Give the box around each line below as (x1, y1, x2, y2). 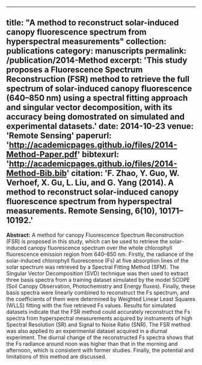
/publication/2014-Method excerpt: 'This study (6, 55, 188, 66)
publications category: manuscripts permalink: (6, 46, 187, 56)
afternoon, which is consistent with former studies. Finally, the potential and (6, 346, 194, 354)
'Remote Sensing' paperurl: (6, 131, 112, 141)
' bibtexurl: (77, 149, 119, 160)
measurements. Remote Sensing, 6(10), (6, 206, 158, 216)
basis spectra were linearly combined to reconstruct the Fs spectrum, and (6, 289, 189, 296)
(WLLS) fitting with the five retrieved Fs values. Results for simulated (6, 302, 176, 309)
